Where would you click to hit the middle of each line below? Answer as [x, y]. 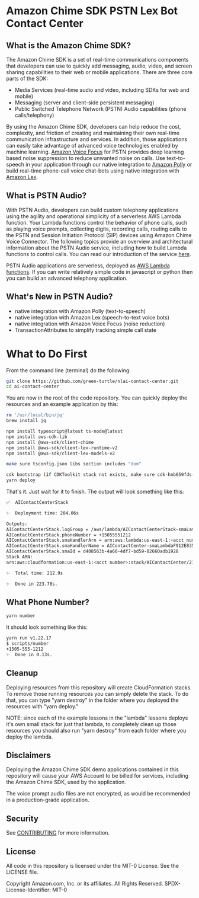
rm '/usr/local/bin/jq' [36, 415]
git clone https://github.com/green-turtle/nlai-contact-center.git [92, 381]
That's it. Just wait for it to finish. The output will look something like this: [95, 492]
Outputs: [17, 524]
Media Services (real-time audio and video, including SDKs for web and [102, 90]
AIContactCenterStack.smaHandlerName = [55, 546]
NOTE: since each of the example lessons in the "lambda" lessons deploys [97, 718]
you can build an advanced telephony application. [67, 278]
